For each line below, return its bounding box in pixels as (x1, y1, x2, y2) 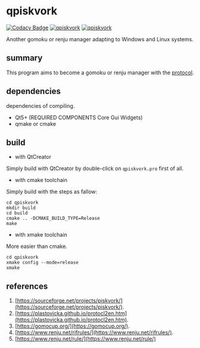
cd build (6, 210, 28, 216)
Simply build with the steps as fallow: (6, 188, 97, 195)
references (6, 281, 48, 291)
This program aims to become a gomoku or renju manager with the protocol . (6, 69, 194, 76)
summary (6, 53, 43, 63)
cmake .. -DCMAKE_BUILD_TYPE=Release (6, 216, 100, 222)
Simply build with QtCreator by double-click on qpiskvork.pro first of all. (6, 165, 184, 172)
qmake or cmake (14, 120, 57, 127)
